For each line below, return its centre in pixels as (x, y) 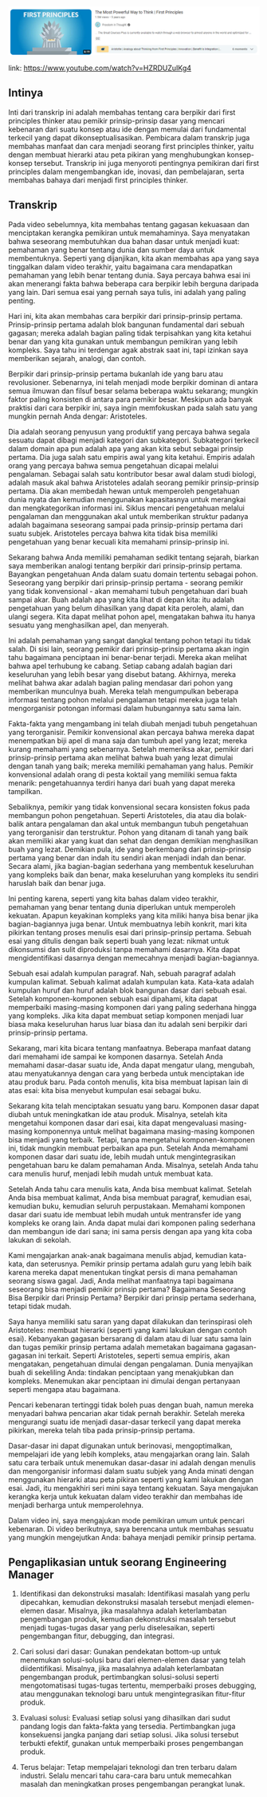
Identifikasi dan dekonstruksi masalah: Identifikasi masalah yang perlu (135, 1594)
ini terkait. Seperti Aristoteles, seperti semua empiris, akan (134, 1355)
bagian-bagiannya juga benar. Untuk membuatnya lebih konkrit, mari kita (128, 924)
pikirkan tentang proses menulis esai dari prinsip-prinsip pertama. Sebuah (130, 932)
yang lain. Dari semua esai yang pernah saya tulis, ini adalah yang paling (127, 292)
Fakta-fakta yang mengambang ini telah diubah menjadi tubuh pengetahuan (133, 723)
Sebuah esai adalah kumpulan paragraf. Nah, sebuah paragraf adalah (122, 973)
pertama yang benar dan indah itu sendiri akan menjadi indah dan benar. (127, 857)
